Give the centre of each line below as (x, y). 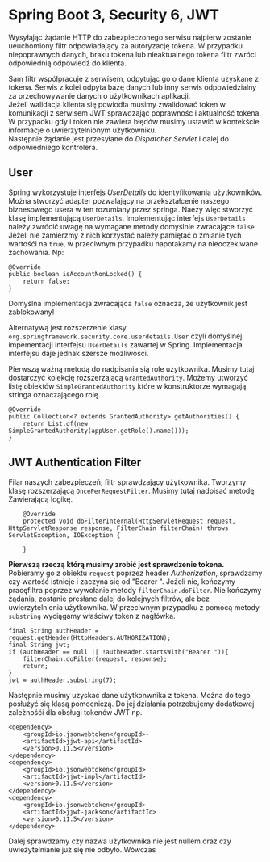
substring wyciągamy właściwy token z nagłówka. (92, 616)
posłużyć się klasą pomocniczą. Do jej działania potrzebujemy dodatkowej (131, 704)
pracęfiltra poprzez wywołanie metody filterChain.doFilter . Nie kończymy (135, 590)
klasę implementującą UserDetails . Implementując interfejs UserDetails (127, 218)
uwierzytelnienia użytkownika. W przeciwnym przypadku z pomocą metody (134, 607)
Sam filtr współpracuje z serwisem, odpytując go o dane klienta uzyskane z (134, 78)
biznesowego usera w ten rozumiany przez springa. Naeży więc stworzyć (131, 209)
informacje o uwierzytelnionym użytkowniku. (83, 130)
